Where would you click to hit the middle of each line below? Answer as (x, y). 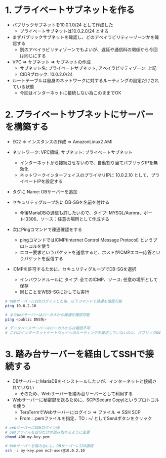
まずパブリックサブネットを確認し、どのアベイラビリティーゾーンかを (83, 37)
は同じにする (33, 55)
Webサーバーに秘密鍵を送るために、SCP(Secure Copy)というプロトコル (86, 400)
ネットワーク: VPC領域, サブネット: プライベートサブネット (72, 152)
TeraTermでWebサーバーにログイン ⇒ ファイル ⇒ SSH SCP (80, 412)
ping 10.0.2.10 (21, 306)
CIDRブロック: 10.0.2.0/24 (46, 74)
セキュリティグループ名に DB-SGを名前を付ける (61, 202)
